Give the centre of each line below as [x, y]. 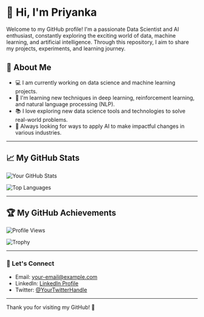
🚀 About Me [29, 68]
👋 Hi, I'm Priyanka [52, 12]
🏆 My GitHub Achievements [61, 212]
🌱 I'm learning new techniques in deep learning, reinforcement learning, [105, 98]
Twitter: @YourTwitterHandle [51, 290]
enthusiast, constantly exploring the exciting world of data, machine [91, 35]
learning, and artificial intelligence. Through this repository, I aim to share [98, 42]
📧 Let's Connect [30, 264]
